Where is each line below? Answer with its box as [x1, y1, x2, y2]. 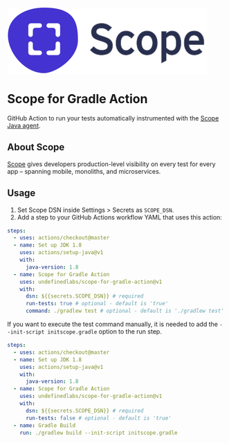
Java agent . [7, 121, 41, 129]
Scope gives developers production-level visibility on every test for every [7, 160, 216, 168]
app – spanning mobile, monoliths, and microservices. [7, 167, 161, 175]
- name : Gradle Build [13, 422, 76, 429]
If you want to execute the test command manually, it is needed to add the [7, 320, 218, 329]
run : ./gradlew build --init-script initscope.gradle [19, 429, 178, 436]
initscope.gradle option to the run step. [47, 327, 163, 336]
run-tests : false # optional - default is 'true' [25, 415, 172, 422]
